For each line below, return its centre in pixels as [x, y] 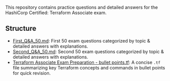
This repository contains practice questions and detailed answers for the [82, 7]
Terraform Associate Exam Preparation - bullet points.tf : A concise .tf [87, 62]
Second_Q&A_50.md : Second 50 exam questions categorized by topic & [88, 51]
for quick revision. [32, 73]
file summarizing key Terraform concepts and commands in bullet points [89, 67]
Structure [21, 29]
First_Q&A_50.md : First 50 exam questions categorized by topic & [81, 40]
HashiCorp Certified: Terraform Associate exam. [56, 13]
